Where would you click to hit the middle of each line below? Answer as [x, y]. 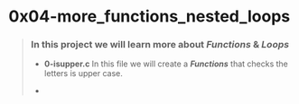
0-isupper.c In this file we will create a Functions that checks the [166, 64]
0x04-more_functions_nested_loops [149, 17]
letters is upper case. [84, 74]
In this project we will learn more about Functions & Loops [160, 45]
